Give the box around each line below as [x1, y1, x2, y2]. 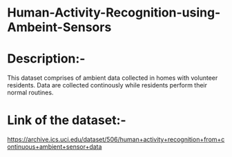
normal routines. [7, 88, 54, 97]
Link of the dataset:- [7, 112, 126, 128]
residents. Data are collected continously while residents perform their [7, 81, 208, 90]
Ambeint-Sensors [7, 19, 112, 35]
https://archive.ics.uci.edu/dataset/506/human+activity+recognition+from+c [7, 136, 225, 144]
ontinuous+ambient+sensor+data [7, 143, 102, 151]
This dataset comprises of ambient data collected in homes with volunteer [7, 74, 218, 82]
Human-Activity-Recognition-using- [7, 5, 221, 21]
